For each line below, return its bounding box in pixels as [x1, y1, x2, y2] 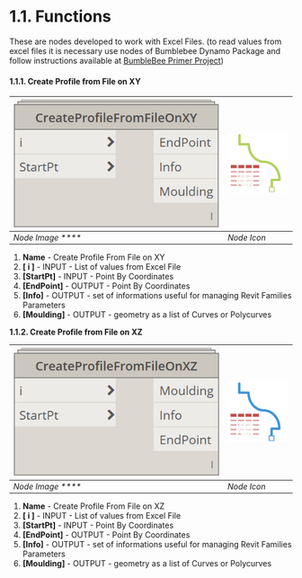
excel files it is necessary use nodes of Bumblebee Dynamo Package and [9, 45, 281, 56]
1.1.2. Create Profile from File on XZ [9, 326, 143, 338]
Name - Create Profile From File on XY [22, 252, 165, 262]
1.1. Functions [9, 6, 112, 27]
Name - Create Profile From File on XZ [22, 501, 165, 511]
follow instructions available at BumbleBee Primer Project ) [9, 55, 225, 66]
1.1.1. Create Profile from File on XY [9, 76, 141, 86]
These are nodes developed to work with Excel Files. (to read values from [9, 36, 282, 47]
